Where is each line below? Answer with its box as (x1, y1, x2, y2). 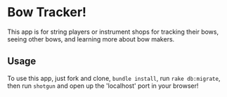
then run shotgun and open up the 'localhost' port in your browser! (7, 82, 199, 90)
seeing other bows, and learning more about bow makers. (7, 34, 175, 43)
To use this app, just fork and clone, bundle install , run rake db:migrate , (7, 74, 221, 82)
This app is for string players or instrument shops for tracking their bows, (7, 27, 219, 36)
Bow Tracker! (7, 4, 86, 20)
